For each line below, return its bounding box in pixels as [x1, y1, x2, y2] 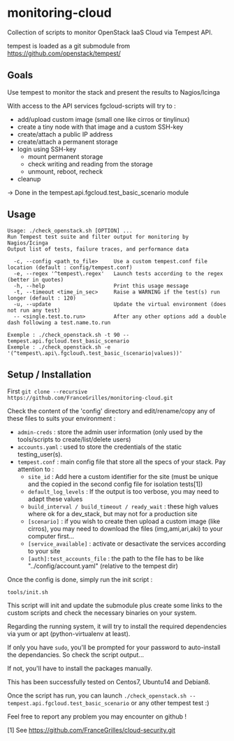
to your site [27, 547, 61, 555]
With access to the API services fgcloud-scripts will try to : [7, 102, 176, 110]
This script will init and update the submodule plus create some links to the [7, 601, 223, 610]
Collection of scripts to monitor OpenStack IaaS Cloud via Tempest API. [7, 28, 213, 36]
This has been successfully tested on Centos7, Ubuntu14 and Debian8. [7, 678, 211, 686]
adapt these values [27, 495, 83, 504]
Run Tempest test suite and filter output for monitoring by [7, 233, 189, 240]
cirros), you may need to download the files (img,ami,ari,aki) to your [27, 525, 224, 533]
